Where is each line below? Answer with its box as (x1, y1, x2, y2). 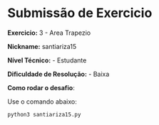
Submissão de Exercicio (7, 5, 153, 21)
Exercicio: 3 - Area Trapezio (7, 28, 91, 37)
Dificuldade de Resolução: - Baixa (7, 70, 110, 78)
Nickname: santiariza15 (7, 42, 77, 50)
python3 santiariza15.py (7, 111, 81, 118)
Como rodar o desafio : (7, 83, 75, 92)
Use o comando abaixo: (7, 97, 77, 106)
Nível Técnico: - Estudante (7, 55, 87, 65)
